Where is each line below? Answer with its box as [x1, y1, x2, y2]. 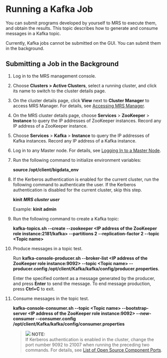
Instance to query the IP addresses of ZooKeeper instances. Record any [12, 118, 162, 124]
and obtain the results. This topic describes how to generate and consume [5, 25, 158, 31]
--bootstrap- [121, 305, 149, 311]
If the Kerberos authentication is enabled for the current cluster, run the [12, 176, 160, 182]
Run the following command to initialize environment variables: [12, 157, 141, 163]
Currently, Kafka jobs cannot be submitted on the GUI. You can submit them [5, 40, 161, 46]
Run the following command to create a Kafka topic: [12, 215, 119, 221]
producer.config [12, 266, 48, 272]
